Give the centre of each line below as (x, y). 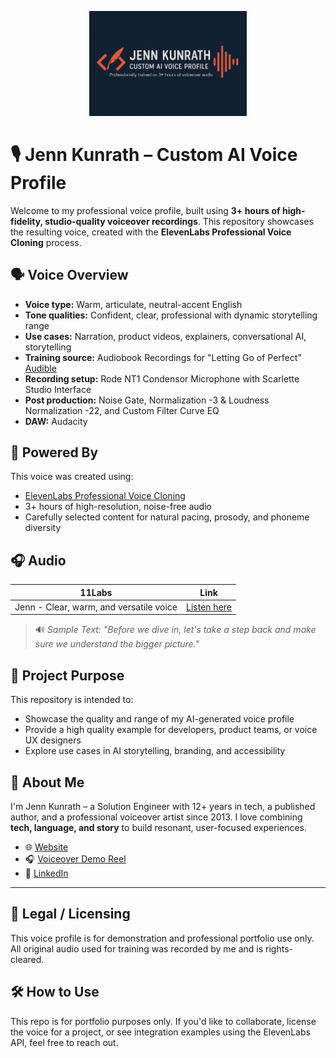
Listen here (209, 607)
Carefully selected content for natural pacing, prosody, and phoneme (167, 517)
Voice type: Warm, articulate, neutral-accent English (133, 304)
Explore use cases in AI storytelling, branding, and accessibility (155, 751)
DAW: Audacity (56, 421)
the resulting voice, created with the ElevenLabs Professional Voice (151, 232)
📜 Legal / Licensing (70, 914)
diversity (43, 528)
